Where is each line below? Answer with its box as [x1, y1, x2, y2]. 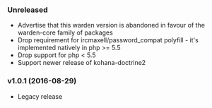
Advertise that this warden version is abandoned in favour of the [17, 21, 205, 30]
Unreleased [7, 5, 48, 15]
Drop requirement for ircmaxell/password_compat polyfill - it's [17, 36, 199, 44]
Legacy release [17, 92, 63, 100]
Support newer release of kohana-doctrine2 [17, 59, 146, 67]
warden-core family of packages [17, 28, 113, 37]
